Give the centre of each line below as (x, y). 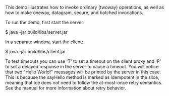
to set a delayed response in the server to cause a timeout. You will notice (82, 67)
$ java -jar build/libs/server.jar (37, 32)
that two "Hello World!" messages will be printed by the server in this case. (83, 72)
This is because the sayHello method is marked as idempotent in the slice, (82, 77)
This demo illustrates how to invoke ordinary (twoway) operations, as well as (85, 7)
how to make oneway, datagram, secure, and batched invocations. (74, 13)
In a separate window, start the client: (44, 42)
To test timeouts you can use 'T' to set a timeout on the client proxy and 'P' (83, 61)
